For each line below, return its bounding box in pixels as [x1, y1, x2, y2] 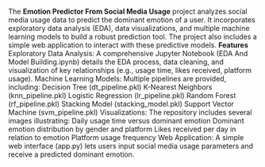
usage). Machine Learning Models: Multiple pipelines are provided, [8, 74, 227, 83]
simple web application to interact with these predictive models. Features [8, 40, 248, 50]
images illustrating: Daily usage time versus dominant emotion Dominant [8, 116, 244, 125]
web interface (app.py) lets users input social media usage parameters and [8, 142, 254, 150]
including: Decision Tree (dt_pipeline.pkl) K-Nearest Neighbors [8, 82, 213, 92]
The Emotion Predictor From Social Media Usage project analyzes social [8, 7, 248, 16]
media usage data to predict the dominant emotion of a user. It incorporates [8, 15, 255, 25]
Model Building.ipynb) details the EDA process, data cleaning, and [8, 57, 224, 66]
